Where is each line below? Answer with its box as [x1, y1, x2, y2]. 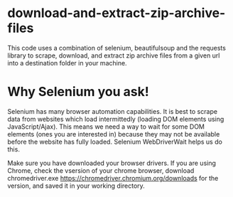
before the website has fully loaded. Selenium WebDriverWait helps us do [7, 137, 222, 146]
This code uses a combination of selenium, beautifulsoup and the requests [7, 43, 226, 52]
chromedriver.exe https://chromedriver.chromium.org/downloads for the [7, 174, 219, 182]
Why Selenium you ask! [7, 84, 149, 100]
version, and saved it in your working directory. [7, 181, 146, 190]
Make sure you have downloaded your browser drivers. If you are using [7, 159, 217, 167]
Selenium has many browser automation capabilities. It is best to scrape [7, 107, 218, 115]
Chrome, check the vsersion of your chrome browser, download [7, 166, 195, 175]
